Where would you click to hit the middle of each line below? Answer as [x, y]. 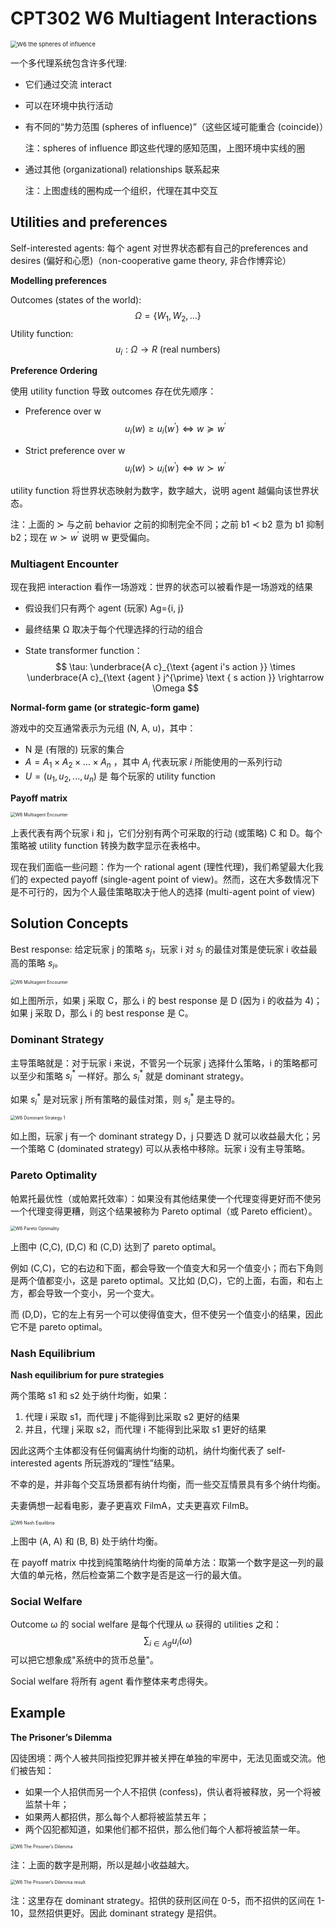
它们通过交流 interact [68, 84]
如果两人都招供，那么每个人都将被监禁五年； [117, 1816]
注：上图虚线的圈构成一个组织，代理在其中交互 [121, 190]
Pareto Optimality [54, 1175]
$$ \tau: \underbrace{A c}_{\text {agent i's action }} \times [175, 667]
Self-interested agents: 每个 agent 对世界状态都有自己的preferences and [159, 248]
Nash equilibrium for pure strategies [87, 1375]
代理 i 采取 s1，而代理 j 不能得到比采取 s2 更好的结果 [132, 1416]
